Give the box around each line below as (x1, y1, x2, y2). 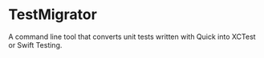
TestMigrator (8, 6, 98, 24)
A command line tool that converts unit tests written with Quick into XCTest (8, 32, 256, 41)
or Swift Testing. (8, 40, 63, 49)
